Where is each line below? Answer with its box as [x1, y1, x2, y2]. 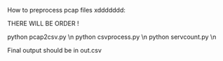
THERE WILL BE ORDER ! [7, 19, 79, 27]
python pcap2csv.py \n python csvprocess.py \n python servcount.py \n [7, 33, 217, 41]
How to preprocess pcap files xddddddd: [7, 6, 126, 14]
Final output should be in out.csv [7, 46, 102, 54]
